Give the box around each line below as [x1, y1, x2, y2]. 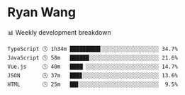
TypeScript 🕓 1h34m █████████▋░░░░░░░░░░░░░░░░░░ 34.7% [7, 45, 179, 52]
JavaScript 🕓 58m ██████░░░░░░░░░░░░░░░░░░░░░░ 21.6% [7, 54, 179, 61]
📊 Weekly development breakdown [7, 28, 111, 36]
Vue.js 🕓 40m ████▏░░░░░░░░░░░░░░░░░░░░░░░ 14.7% [7, 63, 179, 70]
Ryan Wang [7, 4, 77, 21]
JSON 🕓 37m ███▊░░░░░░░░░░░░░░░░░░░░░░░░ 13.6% [7, 72, 179, 79]
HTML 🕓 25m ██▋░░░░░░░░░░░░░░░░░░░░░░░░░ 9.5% [7, 81, 179, 88]
